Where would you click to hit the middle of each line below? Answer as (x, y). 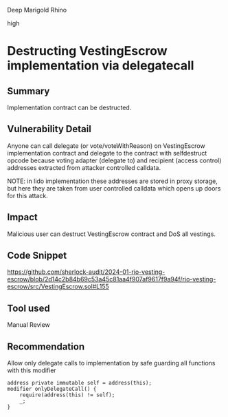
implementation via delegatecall (101, 66)
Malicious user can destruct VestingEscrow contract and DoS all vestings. (112, 234)
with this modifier (32, 370)
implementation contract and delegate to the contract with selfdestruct (107, 153)
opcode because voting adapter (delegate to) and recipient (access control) (114, 160)
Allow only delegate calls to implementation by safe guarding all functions (111, 363)
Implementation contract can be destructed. (69, 107)
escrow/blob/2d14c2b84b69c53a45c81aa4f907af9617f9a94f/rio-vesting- (112, 279)
